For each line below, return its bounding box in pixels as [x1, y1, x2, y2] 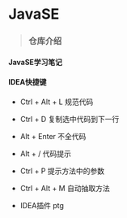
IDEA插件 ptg [19, 200, 65, 210]
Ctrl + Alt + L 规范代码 [19, 97, 94, 107]
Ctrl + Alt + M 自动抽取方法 [19, 183, 111, 193]
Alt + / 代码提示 [19, 148, 71, 159]
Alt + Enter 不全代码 [19, 131, 87, 141]
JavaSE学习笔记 [8, 57, 63, 67]
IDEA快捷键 [8, 77, 47, 87]
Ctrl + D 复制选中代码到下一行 [19, 114, 120, 124]
